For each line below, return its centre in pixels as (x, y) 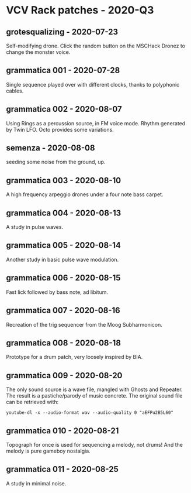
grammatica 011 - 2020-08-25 (62, 469)
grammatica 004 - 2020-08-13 (64, 213)
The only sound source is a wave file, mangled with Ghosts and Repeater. (94, 389)
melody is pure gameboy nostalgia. (48, 451)
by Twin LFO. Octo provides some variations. (60, 129)
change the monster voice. (38, 52)
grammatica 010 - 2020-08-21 (62, 431)
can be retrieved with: (32, 402)
